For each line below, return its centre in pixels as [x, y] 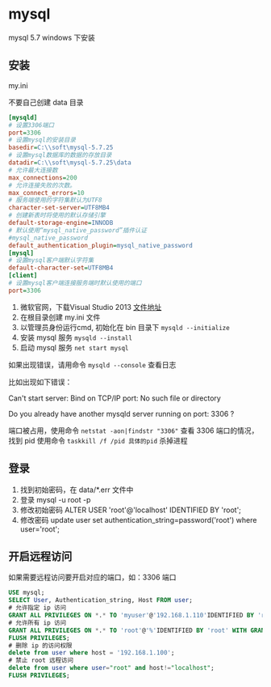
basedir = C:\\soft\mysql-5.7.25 [61, 148]
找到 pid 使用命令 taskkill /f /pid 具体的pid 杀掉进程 [98, 440]
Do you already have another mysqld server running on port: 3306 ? [121, 413]
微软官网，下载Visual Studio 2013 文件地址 [91, 307]
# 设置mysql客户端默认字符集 [51, 261]
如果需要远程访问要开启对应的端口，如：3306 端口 [92, 577]
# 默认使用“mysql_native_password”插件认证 [78, 230]
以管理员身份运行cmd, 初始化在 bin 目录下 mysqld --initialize [125, 327]
